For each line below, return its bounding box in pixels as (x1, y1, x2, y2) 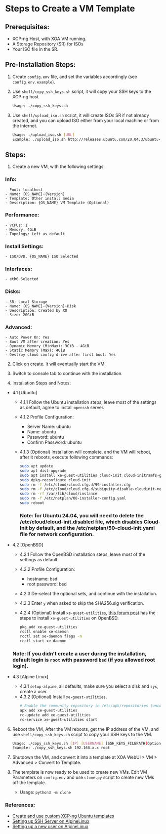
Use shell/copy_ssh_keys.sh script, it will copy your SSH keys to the (12, 88, 152, 94)
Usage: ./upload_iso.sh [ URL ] (12, 132, 75, 137)
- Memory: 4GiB (5, 227, 37, 232)
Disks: (5, 288, 21, 295)
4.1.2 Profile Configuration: (19, 414, 74, 420)
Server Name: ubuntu (27, 423, 71, 430)
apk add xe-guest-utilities (19, 708, 78, 713)
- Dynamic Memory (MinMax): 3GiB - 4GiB (5, 344, 90, 349)
